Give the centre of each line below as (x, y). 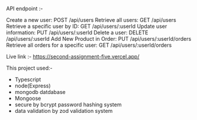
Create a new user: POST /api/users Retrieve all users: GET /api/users (91, 20)
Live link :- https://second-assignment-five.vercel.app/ (73, 56)
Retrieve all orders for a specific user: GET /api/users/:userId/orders (89, 45)
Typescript (28, 80)
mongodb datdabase (40, 92)
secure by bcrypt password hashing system (68, 105)
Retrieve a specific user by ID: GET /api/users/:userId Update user (87, 26)
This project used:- (29, 68)
